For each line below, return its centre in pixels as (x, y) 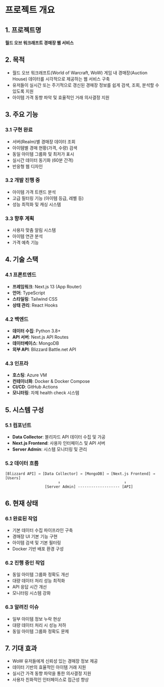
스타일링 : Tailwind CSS (35, 299)
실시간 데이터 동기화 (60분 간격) (43, 160)
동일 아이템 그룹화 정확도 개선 (40, 575)
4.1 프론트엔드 (21, 275)
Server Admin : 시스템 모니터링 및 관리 (49, 449)
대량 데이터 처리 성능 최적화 (39, 581)
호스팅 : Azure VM (30, 375)
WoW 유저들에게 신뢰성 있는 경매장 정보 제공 (55, 661)
